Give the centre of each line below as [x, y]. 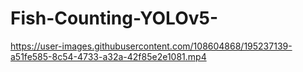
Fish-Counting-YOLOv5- [114, 18]
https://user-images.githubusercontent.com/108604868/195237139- [151, 46]
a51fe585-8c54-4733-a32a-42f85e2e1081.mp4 [108, 56]
